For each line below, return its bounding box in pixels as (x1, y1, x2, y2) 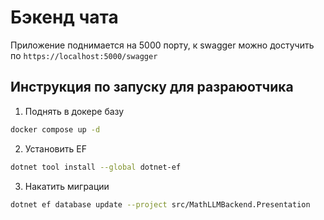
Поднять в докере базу (24, 105, 125, 117)
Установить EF (24, 142, 87, 155)
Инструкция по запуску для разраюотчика (10, 79, 294, 96)
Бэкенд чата (10, 6, 119, 29)
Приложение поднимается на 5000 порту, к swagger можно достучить (10, 39, 315, 51)
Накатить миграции (24, 180, 110, 192)
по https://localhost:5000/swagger (10, 49, 158, 61)
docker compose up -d (10, 124, 101, 135)
